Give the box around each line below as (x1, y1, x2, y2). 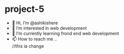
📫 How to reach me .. (11, 36, 57, 42)
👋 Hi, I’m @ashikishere (11, 20, 58, 26)
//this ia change (11, 43, 44, 49)
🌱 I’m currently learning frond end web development (11, 30, 119, 36)
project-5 (4, 3, 44, 15)
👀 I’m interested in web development (11, 25, 87, 31)
